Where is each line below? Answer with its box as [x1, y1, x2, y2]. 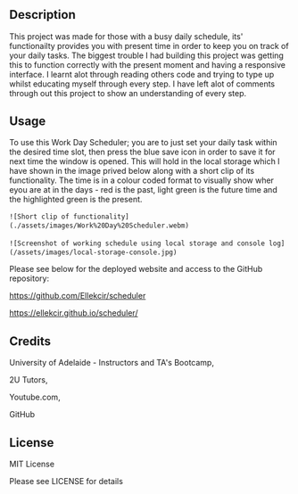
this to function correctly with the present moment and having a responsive [9, 59, 286, 70]
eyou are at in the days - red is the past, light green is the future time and [9, 185, 278, 195]
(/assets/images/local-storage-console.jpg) [9, 248, 178, 257]
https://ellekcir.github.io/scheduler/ [9, 308, 138, 318]
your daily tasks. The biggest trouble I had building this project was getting [9, 50, 284, 61]
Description [9, 7, 76, 22]
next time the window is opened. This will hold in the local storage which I [9, 156, 280, 167]
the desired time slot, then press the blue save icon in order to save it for [9, 146, 276, 158]
